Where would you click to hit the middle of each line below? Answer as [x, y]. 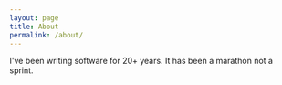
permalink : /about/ [47, 35]
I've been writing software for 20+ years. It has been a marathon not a [141, 61]
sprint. [21, 70]
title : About [34, 27]
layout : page [34, 18]
